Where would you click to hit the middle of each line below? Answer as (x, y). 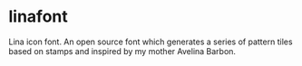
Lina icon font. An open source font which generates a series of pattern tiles (151, 42)
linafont (39, 17)
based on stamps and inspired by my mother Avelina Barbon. (122, 51)
